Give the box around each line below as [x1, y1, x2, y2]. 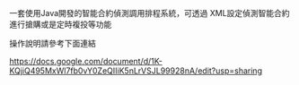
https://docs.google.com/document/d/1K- [9, 56, 163, 66]
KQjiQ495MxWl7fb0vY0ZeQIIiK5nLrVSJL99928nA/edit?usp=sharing [9, 65, 263, 76]
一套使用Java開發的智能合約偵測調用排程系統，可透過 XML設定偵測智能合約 [9, 8, 290, 18]
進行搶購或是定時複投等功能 [9, 19, 112, 30]
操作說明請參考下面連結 [9, 38, 96, 48]
